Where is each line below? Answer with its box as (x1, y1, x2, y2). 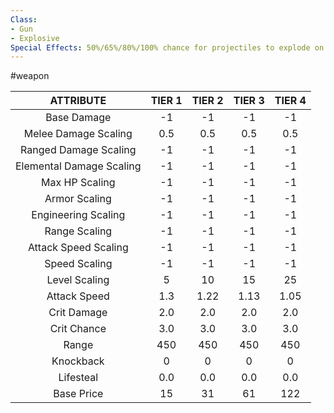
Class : (10, 14, 38, 25)
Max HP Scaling (41, 176, 116, 190)
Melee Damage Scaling (23, 127, 133, 141)
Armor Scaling (44, 192, 112, 206)
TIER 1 (150, 94, 183, 108)
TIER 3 (233, 94, 265, 108)
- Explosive (10, 33, 60, 43)
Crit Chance (49, 322, 107, 336)
